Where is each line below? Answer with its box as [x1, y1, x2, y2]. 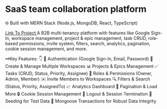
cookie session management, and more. [5, 46, 88, 52]
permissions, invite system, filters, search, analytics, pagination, [19, 40, 151, 46]
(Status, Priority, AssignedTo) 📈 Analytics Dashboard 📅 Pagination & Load [5, 83, 158, 89]
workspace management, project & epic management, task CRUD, [11, 35, 148, 41]
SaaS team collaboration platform [5, 3, 147, 15]
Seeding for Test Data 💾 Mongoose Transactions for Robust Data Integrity [5, 98, 157, 104]
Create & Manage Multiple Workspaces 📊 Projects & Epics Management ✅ [5, 63, 159, 69]
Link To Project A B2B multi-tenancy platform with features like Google [5, 30, 150, 36]
